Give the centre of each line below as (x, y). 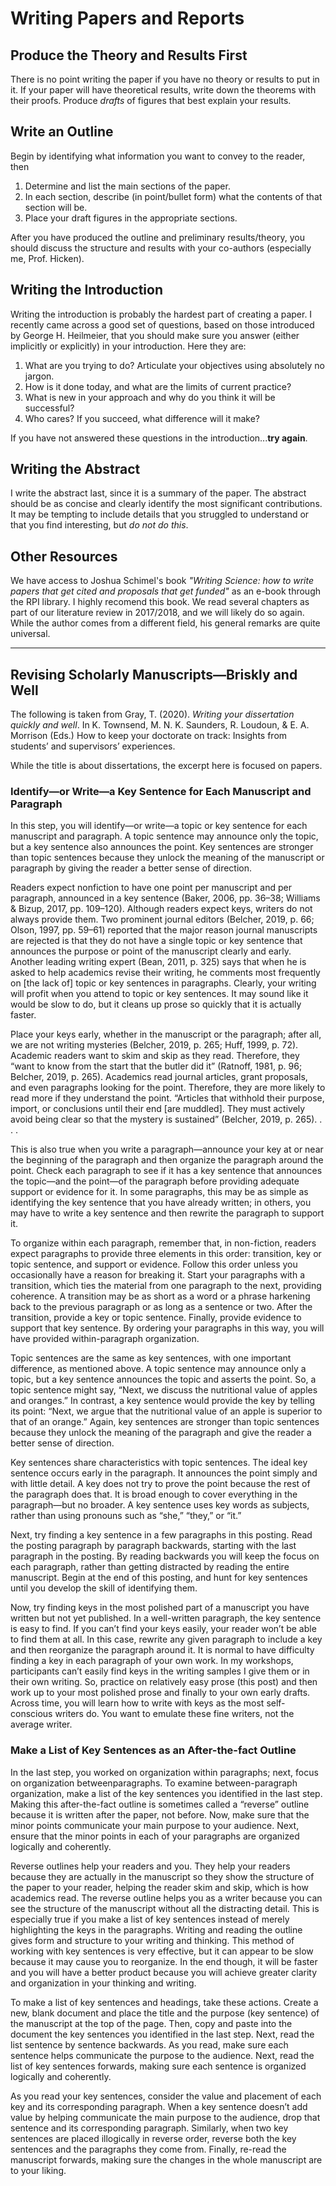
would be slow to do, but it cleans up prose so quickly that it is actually (156, 1004)
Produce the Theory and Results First (129, 55)
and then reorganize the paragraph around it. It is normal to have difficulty (162, 1650)
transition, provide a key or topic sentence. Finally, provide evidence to (156, 1318)
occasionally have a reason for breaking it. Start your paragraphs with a (158, 1275)
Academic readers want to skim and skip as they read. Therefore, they (155, 1056)
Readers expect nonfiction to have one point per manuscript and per (151, 888)
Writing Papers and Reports (127, 18)
